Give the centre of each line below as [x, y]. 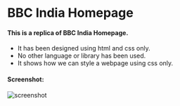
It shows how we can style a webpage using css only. [95, 63]
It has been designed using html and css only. [84, 48]
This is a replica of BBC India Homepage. [68, 32]
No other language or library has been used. [82, 56]
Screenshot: [26, 79]
